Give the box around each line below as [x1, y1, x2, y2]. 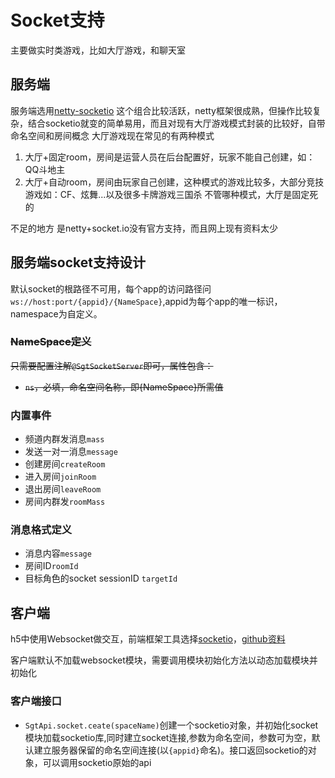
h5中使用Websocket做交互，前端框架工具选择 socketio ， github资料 [10, 633, 286, 645]
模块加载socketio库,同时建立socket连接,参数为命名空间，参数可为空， [24, 731, 312, 743]
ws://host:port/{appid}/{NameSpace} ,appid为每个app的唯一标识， [10, 295, 283, 307]
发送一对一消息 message [24, 446, 118, 458]
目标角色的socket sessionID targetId [24, 572, 178, 585]
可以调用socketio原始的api [42, 756, 152, 768]
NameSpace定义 [10, 335, 92, 349]
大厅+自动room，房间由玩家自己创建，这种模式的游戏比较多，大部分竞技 [24, 176, 325, 188]
